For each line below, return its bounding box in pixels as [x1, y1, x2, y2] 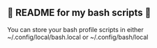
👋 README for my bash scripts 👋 [7, 7, 151, 19]
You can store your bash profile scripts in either [7, 25, 144, 33]
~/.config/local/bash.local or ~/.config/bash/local [7, 33, 149, 41]
